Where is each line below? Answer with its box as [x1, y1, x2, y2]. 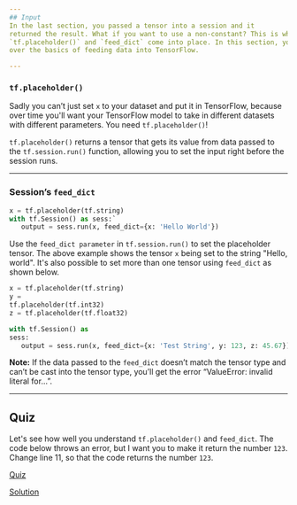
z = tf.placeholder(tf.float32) [9, 308, 128, 317]
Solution [9, 486, 40, 497]
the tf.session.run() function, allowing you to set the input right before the [9, 146, 285, 157]
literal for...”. [9, 376, 53, 386]
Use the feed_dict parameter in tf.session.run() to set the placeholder [9, 238, 271, 249]
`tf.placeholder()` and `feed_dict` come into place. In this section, [9, 37, 278, 47]
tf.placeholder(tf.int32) [9, 300, 104, 310]
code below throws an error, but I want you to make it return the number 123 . [9, 443, 288, 454]
